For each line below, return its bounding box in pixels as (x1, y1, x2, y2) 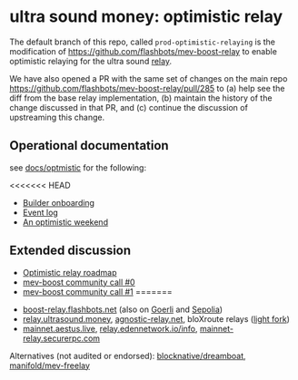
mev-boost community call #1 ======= (22, 286, 173, 297)
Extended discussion (9, 243, 132, 258)
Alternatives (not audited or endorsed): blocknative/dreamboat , (9, 350, 247, 361)
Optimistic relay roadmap (22, 267, 117, 278)
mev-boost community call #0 (22, 277, 135, 287)
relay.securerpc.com (22, 333, 101, 344)
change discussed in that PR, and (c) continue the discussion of (9, 102, 248, 112)
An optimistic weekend (22, 216, 109, 228)
